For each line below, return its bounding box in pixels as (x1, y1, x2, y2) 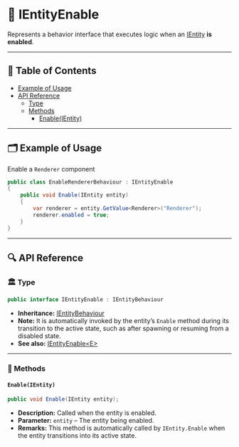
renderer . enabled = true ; (33, 211, 110, 219)
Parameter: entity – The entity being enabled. (17, 416, 154, 425)
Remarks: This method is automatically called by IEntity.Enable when (17, 424, 225, 433)
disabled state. (17, 332, 62, 340)
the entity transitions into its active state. (17, 431, 137, 440)
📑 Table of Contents (7, 65, 97, 77)
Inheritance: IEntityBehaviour (17, 309, 105, 317)
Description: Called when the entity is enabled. (17, 409, 156, 417)
